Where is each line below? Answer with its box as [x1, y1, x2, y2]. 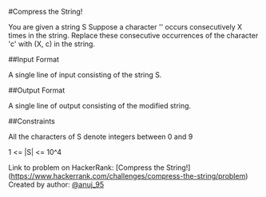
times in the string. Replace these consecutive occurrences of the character [8, 31, 259, 40]
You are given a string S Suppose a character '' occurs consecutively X [8, 22, 243, 31]
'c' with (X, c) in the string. [8, 39, 96, 49]
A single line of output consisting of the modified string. [8, 101, 192, 110]
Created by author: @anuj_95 [8, 179, 105, 189]
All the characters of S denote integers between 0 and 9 [8, 132, 193, 141]
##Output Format [8, 85, 66, 95]
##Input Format [8, 55, 60, 64]
